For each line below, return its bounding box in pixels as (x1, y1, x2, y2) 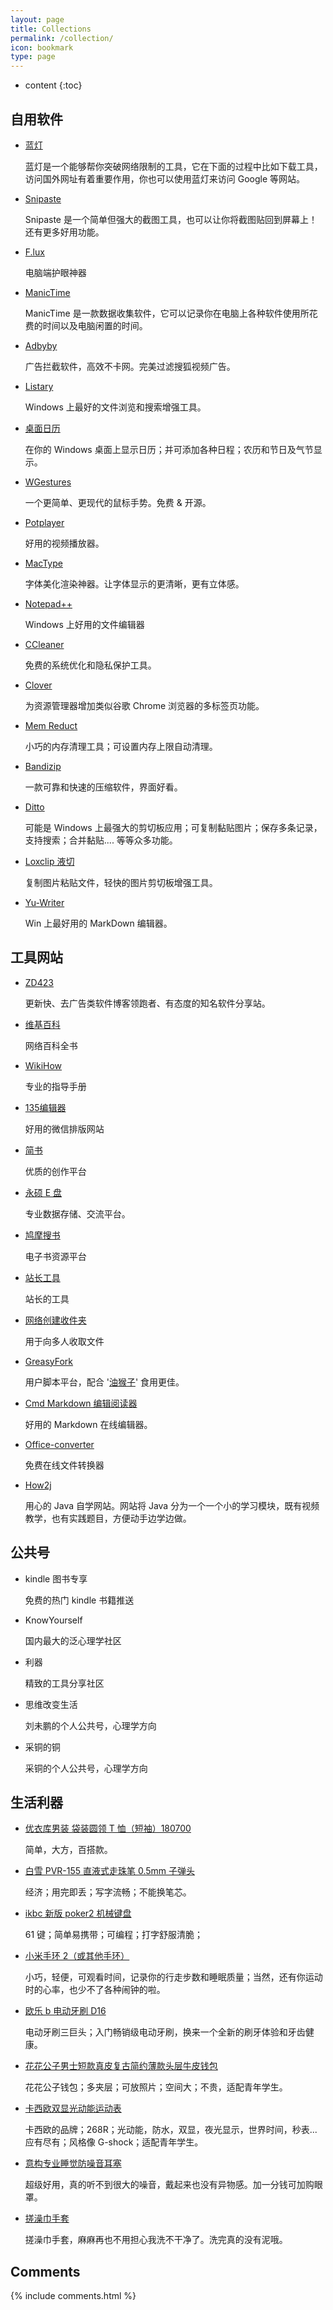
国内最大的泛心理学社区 (24, 1634, 122, 1646)
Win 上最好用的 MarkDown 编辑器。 (24, 917, 173, 929)
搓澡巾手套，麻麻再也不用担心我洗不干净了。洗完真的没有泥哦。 (24, 2234, 288, 2246)
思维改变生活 (24, 1698, 78, 1710)
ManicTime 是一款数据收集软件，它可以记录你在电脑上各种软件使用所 (24, 307, 310, 319)
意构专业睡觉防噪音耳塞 (24, 2157, 122, 2170)
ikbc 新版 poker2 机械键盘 (24, 1907, 132, 1920)
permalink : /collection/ (10, 33, 114, 43)
